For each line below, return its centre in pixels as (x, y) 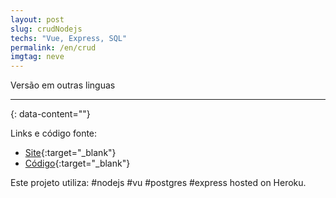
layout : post (37, 19)
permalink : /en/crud (53, 47)
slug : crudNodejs (46, 29)
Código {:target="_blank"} (77, 163)
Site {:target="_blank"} (70, 153)
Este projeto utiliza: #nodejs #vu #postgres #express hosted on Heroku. (158, 183)
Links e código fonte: (54, 133)
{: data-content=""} (50, 114)
